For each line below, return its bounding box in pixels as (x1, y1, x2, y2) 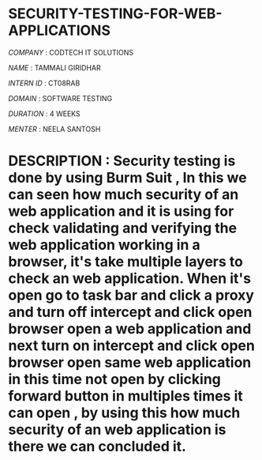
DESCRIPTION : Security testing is (8, 152, 236, 170)
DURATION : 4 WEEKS (8, 108, 80, 119)
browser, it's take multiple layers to (8, 253, 243, 271)
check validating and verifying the (8, 219, 238, 237)
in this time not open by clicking (8, 371, 221, 388)
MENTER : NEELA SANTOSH (8, 124, 101, 134)
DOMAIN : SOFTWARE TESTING (8, 93, 113, 103)
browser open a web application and (8, 320, 252, 338)
